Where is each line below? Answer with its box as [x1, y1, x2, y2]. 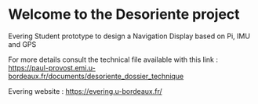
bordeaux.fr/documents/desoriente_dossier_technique [8, 71, 184, 81]
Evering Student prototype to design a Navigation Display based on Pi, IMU [8, 31, 251, 41]
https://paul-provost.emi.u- [8, 63, 96, 72]
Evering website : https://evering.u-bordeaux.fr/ [8, 86, 162, 95]
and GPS [8, 39, 37, 48]
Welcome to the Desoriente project [8, 5, 241, 23]
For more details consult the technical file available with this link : [8, 55, 218, 64]
